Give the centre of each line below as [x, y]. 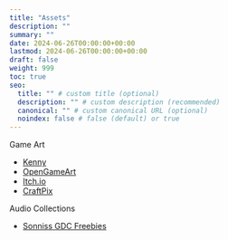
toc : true [28, 77]
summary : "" [32, 34]
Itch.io [34, 181]
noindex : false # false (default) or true [99, 119]
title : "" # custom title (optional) [89, 93]
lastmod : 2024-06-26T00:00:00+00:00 [78, 52]
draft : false [34, 60]
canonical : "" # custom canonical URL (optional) [113, 110]
